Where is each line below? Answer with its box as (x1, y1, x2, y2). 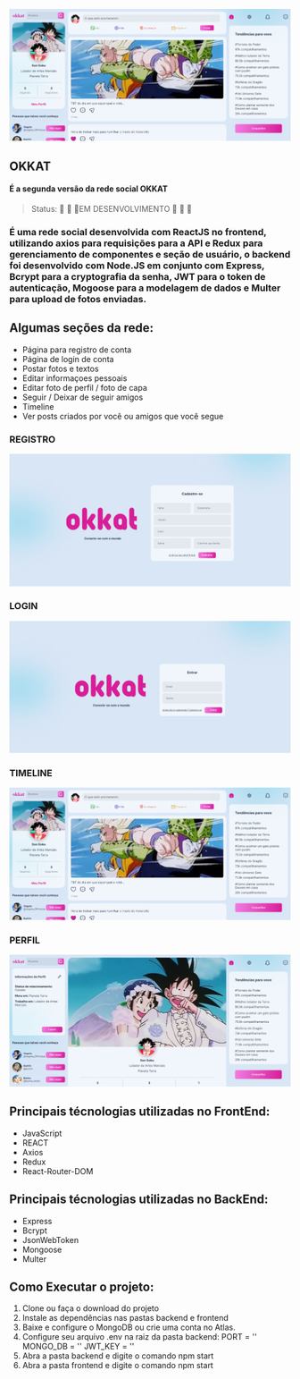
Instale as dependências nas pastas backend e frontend (21, 1313, 229, 1324)
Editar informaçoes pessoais (21, 372, 128, 384)
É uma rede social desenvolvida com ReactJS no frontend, (9, 225, 267, 238)
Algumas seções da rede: (9, 320, 154, 335)
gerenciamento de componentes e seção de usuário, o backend (9, 248, 291, 260)
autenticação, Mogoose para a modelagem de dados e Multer (9, 282, 281, 294)
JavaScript (21, 1128, 62, 1138)
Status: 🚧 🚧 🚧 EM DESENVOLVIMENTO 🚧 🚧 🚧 (30, 204, 193, 215)
